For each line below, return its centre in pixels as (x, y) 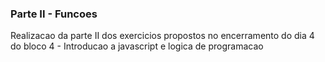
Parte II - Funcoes (54, 14)
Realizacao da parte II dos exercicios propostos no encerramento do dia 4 (162, 36)
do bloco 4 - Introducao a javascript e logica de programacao (137, 46)
